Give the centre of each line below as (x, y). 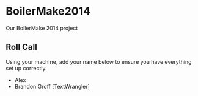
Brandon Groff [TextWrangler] (52, 86)
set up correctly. (26, 68)
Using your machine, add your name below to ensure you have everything (99, 61)
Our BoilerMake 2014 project (42, 28)
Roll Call (21, 47)
